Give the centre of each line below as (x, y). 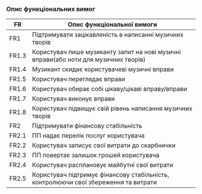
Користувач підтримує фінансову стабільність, (101, 175)
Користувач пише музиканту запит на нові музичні (107, 52)
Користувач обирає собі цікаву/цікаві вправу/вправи (110, 89)
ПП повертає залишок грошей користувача (96, 155)
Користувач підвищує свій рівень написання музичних (112, 108)
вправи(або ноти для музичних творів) (89, 60)
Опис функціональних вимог (51, 9)
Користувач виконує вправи (74, 99)
